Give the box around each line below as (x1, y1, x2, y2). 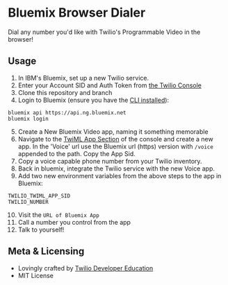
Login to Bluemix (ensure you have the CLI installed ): (17, 96, 170, 104)
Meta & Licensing (8, 245, 85, 257)
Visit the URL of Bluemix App (17, 210, 99, 219)
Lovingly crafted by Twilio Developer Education (17, 264, 154, 272)
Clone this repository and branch (17, 88, 113, 96)
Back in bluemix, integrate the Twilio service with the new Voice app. (17, 164, 215, 173)
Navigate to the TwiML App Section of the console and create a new (17, 135, 214, 143)
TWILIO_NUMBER (8, 198, 49, 205)
